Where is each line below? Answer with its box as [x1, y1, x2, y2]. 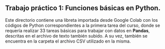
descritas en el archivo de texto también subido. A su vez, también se [5, 33, 148, 39]
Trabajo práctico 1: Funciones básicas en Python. [5, 4, 161, 12]
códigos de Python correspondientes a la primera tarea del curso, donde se [5, 22, 161, 28]
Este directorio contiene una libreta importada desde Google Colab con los [5, 17, 158, 23]
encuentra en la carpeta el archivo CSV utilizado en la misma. [5, 38, 131, 44]
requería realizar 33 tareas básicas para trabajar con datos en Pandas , [5, 27, 150, 34]
